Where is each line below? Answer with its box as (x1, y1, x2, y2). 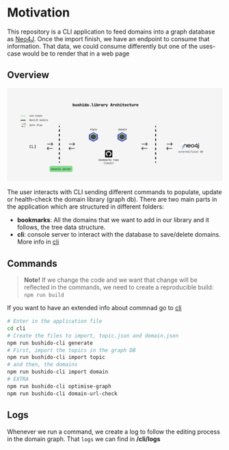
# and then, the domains (7, 362, 78, 368)
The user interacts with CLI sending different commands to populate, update (7, 188, 222, 196)
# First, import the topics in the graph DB (7, 346, 136, 354)
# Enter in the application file (7, 318, 103, 325)
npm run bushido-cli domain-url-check (7, 390, 118, 397)
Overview (7, 69, 50, 81)
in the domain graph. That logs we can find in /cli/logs (7, 434, 161, 443)
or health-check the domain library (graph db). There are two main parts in (7, 196, 217, 204)
